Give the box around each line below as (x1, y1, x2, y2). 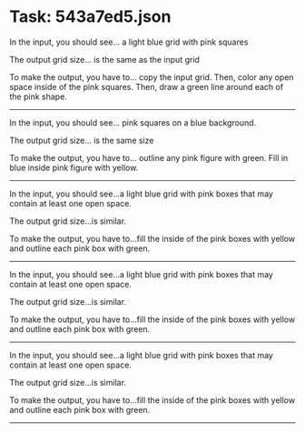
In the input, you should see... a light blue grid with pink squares (9, 36, 249, 47)
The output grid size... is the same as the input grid (9, 54, 200, 65)
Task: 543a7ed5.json (9, 6, 172, 27)
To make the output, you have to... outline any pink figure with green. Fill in (9, 152, 289, 163)
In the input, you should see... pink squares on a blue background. (9, 116, 257, 128)
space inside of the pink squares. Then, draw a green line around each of (9, 81, 284, 92)
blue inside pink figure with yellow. (9, 162, 139, 173)
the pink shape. (9, 91, 68, 102)
